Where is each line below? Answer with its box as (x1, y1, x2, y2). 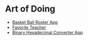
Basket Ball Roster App (12, 19, 58, 25)
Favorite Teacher (12, 24, 46, 30)
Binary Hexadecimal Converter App (12, 29, 83, 35)
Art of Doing (5, 3, 55, 14)
